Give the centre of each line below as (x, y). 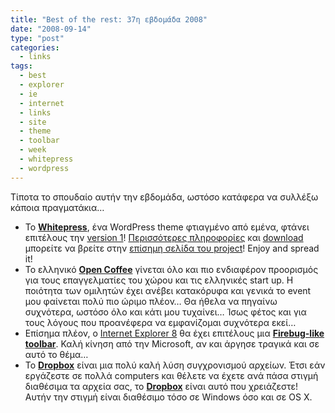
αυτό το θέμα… (56, 354)
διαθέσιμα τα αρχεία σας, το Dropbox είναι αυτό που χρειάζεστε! (161, 386)
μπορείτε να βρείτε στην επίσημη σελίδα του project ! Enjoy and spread (172, 248)
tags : (21, 66)
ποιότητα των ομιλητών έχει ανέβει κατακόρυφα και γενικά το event (168, 290)
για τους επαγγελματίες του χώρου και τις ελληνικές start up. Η (159, 280)
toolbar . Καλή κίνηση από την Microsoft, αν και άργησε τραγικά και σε (172, 343)
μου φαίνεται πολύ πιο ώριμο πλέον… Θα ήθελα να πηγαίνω (151, 301)
